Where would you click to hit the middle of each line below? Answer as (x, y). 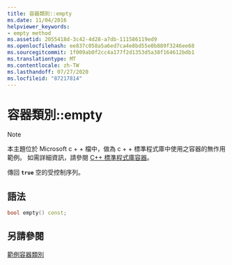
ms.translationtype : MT (42, 59)
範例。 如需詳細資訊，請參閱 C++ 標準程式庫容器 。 (80, 158)
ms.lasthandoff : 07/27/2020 (48, 72)
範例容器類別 (25, 254)
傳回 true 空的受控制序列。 (46, 172)
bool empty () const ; (37, 213)
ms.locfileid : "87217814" (45, 78)
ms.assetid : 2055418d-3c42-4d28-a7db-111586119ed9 (82, 40)
